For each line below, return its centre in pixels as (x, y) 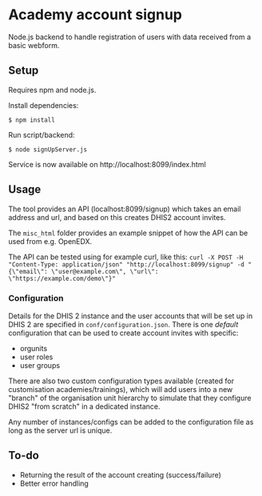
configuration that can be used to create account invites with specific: (123, 333)
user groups (40, 365)
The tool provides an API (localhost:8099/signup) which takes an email (125, 209)
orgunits (34, 348)
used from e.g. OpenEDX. (50, 241)
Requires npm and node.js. (52, 90)
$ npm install (32, 120)
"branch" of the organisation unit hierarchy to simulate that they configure (130, 398)
